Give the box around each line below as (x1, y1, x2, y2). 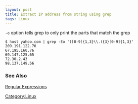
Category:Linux (5, 93, 37, 99)
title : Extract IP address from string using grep (5, 12, 112, 17)
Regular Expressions (5, 83, 47, 89)
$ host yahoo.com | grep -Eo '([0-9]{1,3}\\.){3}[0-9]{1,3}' (5, 39, 134, 44)
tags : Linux (5, 16, 30, 21)
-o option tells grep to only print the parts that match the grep (5, 30, 130, 36)
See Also (5, 72, 27, 79)
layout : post (5, 7, 32, 12)
